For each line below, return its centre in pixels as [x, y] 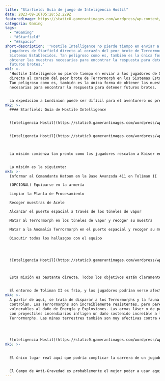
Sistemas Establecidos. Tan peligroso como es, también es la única [81, 55]
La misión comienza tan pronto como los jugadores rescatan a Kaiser [82, 154]
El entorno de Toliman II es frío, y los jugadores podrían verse [79, 291]
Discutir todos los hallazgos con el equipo [56, 238]
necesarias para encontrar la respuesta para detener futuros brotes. [83, 87]
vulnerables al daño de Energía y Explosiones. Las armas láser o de [82, 309]
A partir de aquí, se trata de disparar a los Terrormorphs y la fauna [84, 300]
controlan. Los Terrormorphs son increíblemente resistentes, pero [80, 304]
